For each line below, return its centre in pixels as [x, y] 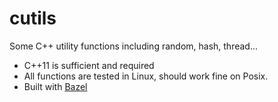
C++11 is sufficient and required [89, 65]
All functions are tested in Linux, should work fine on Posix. [146, 76]
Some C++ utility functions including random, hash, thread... [134, 46]
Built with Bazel [55, 86]
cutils [33, 18]
